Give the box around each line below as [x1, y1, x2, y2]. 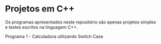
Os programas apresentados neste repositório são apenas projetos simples [5, 19, 156, 25]
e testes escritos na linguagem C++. [5, 24, 78, 30]
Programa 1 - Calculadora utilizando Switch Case [5, 33, 103, 39]
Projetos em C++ [5, 3, 75, 14]
